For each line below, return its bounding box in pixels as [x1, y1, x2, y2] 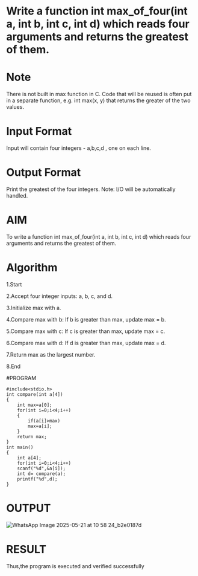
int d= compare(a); [17, 470, 66, 477]
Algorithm [6, 261, 58, 274]
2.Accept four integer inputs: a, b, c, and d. [6, 292, 113, 300]
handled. [6, 192, 28, 199]
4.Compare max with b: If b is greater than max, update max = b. [6, 316, 167, 323]
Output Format [6, 166, 81, 180]
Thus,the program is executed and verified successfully [6, 562, 144, 569]
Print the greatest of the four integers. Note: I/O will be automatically [6, 186, 176, 193]
